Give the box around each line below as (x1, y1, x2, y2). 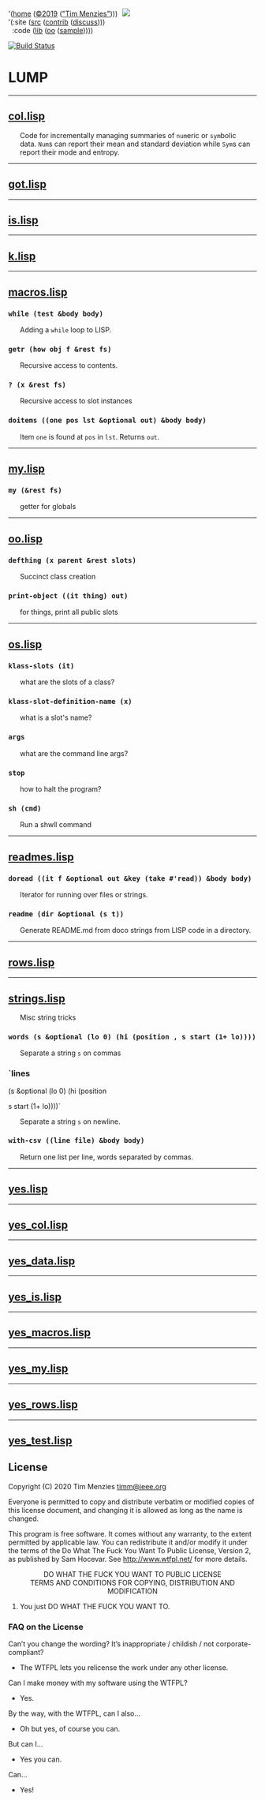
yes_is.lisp (8, 1290, 62, 1304)
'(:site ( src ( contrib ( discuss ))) (8, 17, 106, 27)
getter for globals (19, 502, 77, 511)
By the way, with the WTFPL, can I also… (8, 1709, 140, 1718)
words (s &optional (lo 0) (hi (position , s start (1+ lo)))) (8, 1032, 256, 1041)
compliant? (8, 1648, 44, 1657)
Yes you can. (19, 1754, 62, 1764)
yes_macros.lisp (8, 1326, 91, 1339)
